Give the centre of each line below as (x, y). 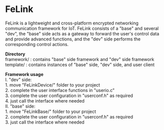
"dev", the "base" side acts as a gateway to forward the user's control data (82, 33)
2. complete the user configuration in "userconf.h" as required (69, 116)
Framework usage (24, 74)
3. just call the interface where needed (45, 122)
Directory (15, 54)
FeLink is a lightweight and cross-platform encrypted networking (72, 23)
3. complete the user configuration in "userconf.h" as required (69, 95)
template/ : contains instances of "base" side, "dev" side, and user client (80, 64)
